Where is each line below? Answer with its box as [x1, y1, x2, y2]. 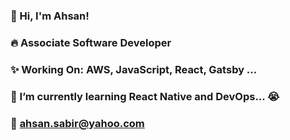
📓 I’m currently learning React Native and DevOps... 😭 [10, 89, 280, 103]
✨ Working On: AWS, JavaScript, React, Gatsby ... [10, 62, 258, 76]
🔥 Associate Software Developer [10, 35, 172, 49]
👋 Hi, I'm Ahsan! [10, 9, 90, 23]
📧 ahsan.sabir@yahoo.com [10, 116, 145, 130]
